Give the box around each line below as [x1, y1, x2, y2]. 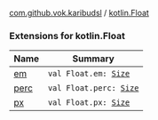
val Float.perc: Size [47, 84, 139, 93]
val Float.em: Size [47, 68, 130, 79]
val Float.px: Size [47, 98, 130, 108]
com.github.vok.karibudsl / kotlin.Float [9, 8, 149, 18]
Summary [72, 52, 115, 65]
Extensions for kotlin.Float [9, 29, 126, 42]
